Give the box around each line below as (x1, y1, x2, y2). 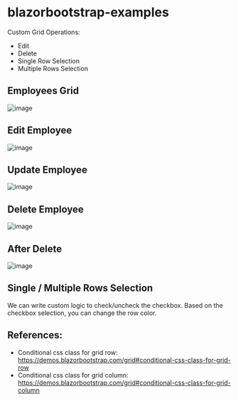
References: (7, 329, 63, 341)
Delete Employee (7, 203, 84, 215)
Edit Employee (7, 124, 72, 137)
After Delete (7, 242, 63, 255)
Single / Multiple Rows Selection (7, 282, 153, 294)
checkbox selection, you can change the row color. (7, 309, 157, 317)
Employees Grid (7, 85, 80, 97)
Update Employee (7, 164, 87, 176)
